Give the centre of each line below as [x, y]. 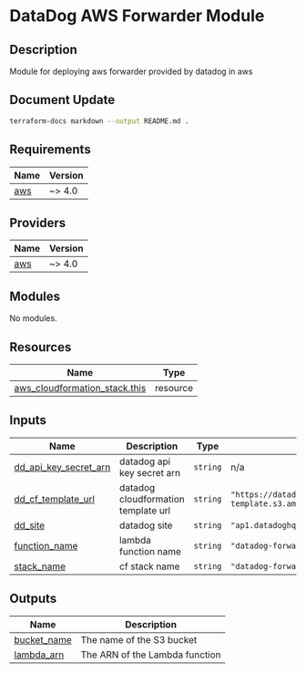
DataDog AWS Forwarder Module [137, 16]
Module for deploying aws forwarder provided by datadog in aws [131, 71]
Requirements [50, 150]
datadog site [146, 525]
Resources [41, 347]
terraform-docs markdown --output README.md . [99, 121]
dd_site [30, 525]
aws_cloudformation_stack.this [80, 388]
